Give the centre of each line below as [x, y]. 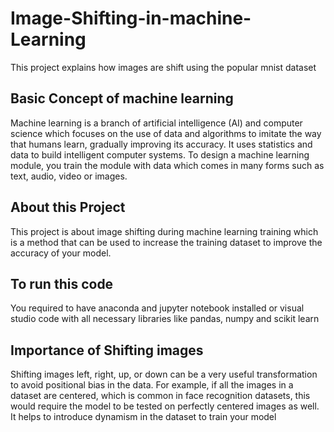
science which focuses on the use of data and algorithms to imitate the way [166, 133]
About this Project [68, 207]
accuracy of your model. [61, 253]
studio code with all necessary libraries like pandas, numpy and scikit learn [165, 319]
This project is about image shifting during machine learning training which [164, 231]
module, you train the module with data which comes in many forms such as [167, 165]
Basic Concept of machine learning [122, 98]
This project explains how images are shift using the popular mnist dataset [163, 67]
